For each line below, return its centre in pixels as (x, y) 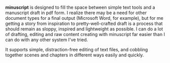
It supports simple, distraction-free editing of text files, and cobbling (77, 50)
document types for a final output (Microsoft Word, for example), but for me (84, 18)
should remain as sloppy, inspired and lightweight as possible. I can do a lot (84, 29)
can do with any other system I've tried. (47, 40)
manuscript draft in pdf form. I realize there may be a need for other (76, 13)
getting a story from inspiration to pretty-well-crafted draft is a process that (84, 23)
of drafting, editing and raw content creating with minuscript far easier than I (85, 34)
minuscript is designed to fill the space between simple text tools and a (80, 7)
